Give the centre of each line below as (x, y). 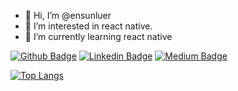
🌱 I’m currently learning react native (98, 36)
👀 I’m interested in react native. (88, 26)
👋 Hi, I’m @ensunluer (68, 15)
